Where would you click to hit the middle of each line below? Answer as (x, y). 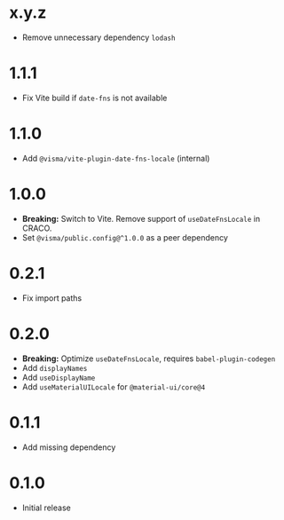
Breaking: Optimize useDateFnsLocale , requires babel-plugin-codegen (149, 358)
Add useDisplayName (59, 377)
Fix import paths (52, 298)
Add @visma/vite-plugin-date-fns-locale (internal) (116, 158)
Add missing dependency (69, 447)
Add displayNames (55, 367)
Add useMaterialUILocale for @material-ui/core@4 (114, 386)
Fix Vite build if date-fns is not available (95, 98)
